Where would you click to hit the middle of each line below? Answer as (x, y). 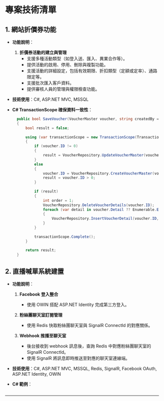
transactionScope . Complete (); (65, 237)
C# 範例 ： (22, 384)
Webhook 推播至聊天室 (43, 335)
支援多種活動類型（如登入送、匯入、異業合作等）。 (77, 58)
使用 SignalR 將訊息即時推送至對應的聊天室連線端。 (78, 358)
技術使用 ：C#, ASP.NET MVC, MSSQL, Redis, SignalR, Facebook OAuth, (84, 368)
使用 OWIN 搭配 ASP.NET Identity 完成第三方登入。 (78, 305)
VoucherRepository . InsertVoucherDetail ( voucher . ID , (105, 219)
